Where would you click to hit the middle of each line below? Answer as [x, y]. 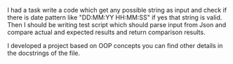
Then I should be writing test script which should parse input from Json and [117, 25]
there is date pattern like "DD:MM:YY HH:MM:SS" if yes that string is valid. [115, 17]
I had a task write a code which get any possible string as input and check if [117, 10]
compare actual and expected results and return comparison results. [106, 32]
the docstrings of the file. [44, 53]
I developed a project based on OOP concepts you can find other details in [115, 46]
